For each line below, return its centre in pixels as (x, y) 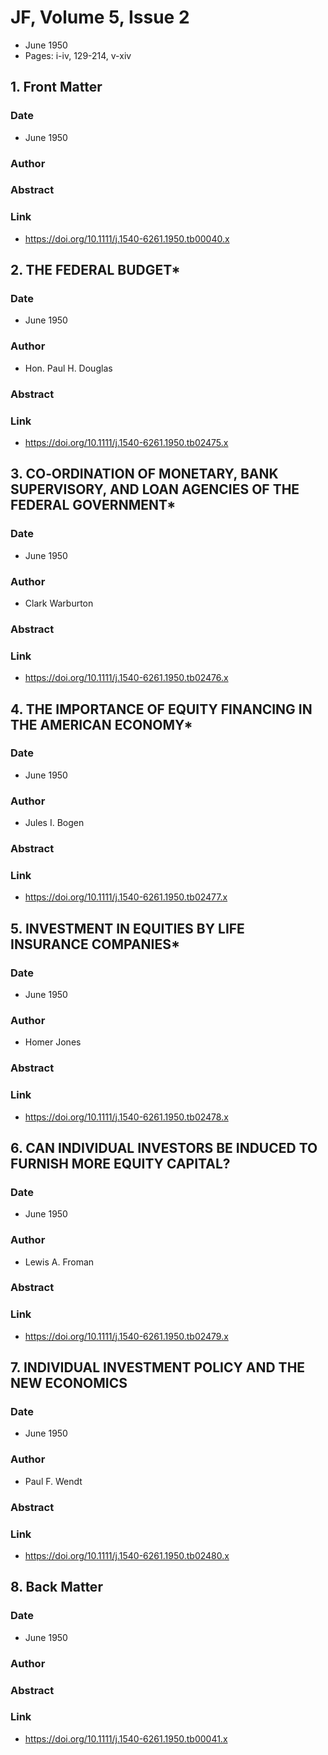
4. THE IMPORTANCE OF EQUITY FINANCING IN (161, 709)
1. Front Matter (56, 87)
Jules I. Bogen (54, 823)
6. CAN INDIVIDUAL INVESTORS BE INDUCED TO (164, 1147)
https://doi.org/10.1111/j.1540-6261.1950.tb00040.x (127, 238)
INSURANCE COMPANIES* (95, 944)
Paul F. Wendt (53, 1481)
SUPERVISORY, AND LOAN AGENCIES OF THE (155, 489)
